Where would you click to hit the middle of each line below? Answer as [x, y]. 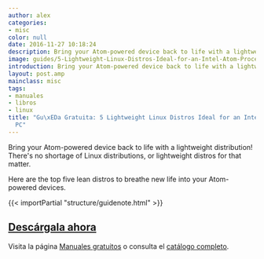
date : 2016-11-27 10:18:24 [52, 45]
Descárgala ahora [52, 227]
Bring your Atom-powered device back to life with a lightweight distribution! [130, 147]
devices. [52, 187]
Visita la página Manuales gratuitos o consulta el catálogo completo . [119, 246]
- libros [22, 103]
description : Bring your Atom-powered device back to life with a [119, 52]
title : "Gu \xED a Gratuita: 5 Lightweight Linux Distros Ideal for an [125, 118]
